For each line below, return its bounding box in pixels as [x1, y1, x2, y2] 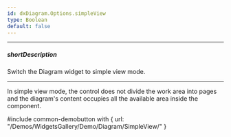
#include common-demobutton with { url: [7, 115, 124, 123]
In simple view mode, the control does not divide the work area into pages [7, 87, 217, 96]
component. [7, 102, 41, 110]
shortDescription [7, 50, 57, 58]
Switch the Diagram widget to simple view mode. [7, 68, 146, 76]
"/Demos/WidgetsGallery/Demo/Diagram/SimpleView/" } [7, 123, 167, 131]
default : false [7, 23, 51, 29]
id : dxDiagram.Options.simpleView [7, 10, 107, 17]
